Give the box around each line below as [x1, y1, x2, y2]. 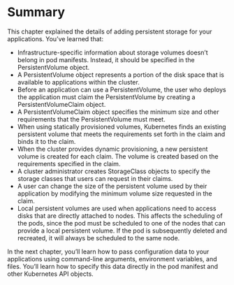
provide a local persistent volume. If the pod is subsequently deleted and [17, 226, 228, 235]
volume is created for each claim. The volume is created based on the [17, 152, 219, 161]
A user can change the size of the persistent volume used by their [17, 182, 207, 190]
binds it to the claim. [17, 137, 76, 145]
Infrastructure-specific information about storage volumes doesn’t [17, 48, 208, 57]
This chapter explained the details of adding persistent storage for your [7, 27, 212, 36]
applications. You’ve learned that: [7, 34, 103, 43]
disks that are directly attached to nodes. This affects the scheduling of [17, 211, 223, 220]
